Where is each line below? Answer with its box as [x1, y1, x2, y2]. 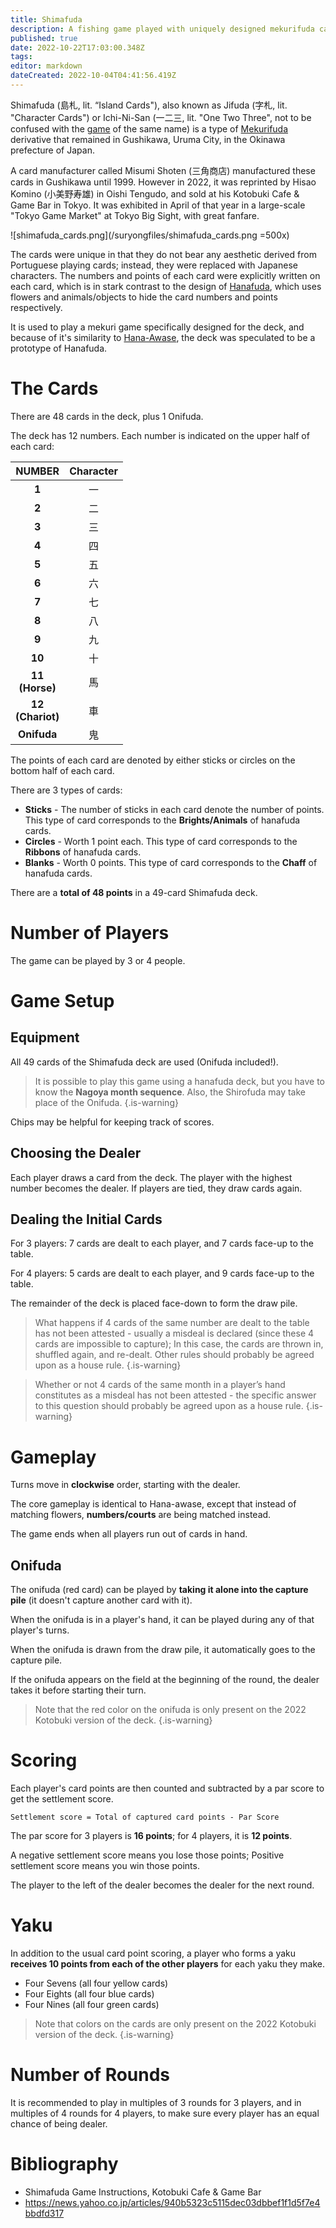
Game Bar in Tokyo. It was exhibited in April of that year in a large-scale [10, 199, 306, 211]
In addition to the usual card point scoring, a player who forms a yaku [10, 1947, 297, 1959]
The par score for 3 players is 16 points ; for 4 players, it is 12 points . [10, 1830, 293, 1842]
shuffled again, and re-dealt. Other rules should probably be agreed [34, 1349, 315, 1361]
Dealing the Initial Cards [10, 1211, 163, 1228]
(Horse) [18, 681, 57, 695]
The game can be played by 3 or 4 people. [10, 954, 186, 966]
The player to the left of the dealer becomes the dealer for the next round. [10, 1879, 315, 1891]
